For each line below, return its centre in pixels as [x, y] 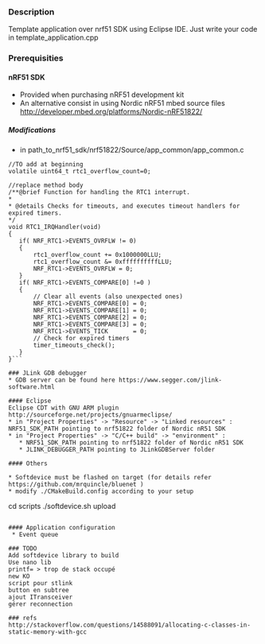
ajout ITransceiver [41, 597]
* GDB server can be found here [62, 380]
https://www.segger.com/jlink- [170, 380]
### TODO [23, 549]
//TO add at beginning [46, 165]
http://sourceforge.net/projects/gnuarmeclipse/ [90, 415]
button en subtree [39, 591]
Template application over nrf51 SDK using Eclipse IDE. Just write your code [133, 29]
